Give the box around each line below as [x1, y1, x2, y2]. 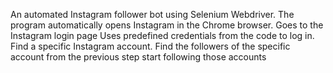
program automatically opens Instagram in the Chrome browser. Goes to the [10, 19, 324, 31]
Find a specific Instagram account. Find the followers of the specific [10, 40, 291, 52]
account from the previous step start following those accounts [10, 51, 267, 63]
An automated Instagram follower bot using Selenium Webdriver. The [10, 9, 295, 20]
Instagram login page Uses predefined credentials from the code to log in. [10, 30, 315, 41]
